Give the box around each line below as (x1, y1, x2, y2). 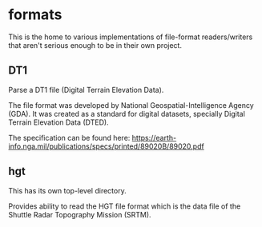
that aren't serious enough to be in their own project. (8, 40, 183, 50)
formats (8, 6, 62, 24)
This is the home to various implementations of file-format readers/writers (8, 32, 253, 42)
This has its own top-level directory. (8, 185, 127, 195)
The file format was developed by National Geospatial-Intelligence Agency (8, 100, 254, 110)
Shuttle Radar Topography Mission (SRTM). (8, 209, 151, 219)
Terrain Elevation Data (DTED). (8, 117, 110, 127)
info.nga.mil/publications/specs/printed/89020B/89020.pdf (8, 141, 204, 151)
